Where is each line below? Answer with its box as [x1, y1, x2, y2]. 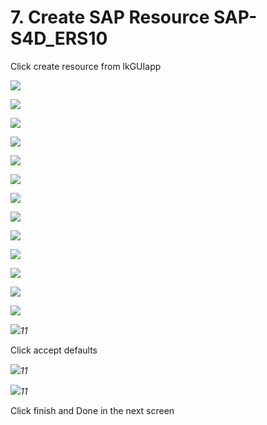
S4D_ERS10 [10, 27, 108, 50]
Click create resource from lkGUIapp [10, 60, 162, 72]
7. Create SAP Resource [10, 6, 210, 29]
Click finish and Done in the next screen [10, 404, 175, 416]
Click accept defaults [10, 344, 98, 356]
